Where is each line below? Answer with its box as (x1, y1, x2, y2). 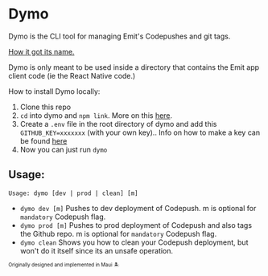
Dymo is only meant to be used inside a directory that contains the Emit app (8, 62, 260, 72)
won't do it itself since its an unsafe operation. (19, 246, 174, 255)
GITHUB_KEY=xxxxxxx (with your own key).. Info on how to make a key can (19, 128, 260, 137)
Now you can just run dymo (19, 144, 108, 154)
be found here (19, 136, 68, 145)
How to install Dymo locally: (8, 86, 101, 96)
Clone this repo (19, 102, 71, 112)
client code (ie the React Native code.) (8, 71, 136, 80)
